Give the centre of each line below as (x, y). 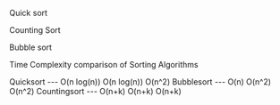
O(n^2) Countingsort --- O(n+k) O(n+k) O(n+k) (95, 91)
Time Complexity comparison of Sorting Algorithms (104, 65)
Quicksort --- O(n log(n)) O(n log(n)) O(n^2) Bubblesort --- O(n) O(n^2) (140, 82)
